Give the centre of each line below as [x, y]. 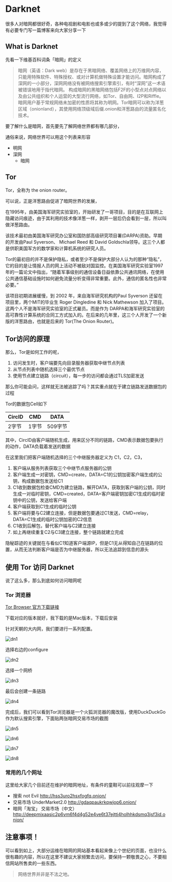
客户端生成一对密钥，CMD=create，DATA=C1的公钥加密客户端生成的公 [87, 475]
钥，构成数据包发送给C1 [38, 481]
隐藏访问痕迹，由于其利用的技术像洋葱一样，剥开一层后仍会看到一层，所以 [84, 218]
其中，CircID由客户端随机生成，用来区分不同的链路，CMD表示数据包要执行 [84, 440]
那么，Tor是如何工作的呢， [34, 352]
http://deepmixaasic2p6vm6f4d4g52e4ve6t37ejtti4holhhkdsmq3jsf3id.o [89, 814]
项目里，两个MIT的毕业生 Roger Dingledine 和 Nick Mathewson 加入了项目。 [86, 302]
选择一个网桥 [19, 671]
